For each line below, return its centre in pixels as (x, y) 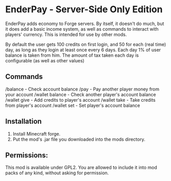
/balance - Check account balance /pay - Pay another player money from (82, 89)
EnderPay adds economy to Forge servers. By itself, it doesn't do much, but (85, 24)
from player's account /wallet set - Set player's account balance (73, 105)
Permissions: (27, 155)
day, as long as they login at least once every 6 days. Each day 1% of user (83, 50)
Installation (23, 121)
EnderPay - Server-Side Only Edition (84, 9)
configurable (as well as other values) (45, 60)
